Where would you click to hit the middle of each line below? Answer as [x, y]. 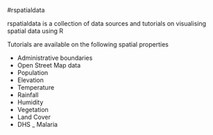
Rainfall [28, 95]
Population [33, 73]
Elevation [30, 80]
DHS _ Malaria [37, 124]
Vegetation [33, 110]
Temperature [36, 87]
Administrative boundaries [55, 58]
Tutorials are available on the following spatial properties [88, 44]
